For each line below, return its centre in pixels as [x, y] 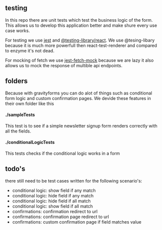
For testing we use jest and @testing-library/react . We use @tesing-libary [80, 40]
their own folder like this [30, 103]
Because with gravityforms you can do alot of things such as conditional [79, 93]
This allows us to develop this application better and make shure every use [81, 25]
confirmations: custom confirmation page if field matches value [77, 222]
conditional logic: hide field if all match [51, 201]
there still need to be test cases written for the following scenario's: [74, 181]
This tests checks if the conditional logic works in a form [62, 153]
